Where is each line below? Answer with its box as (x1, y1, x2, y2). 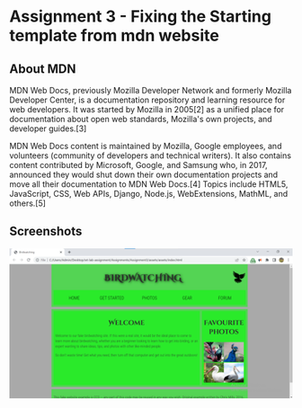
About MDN (9, 61, 76, 76)
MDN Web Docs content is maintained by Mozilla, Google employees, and (9, 141, 282, 151)
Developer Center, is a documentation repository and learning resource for (9, 94, 286, 105)
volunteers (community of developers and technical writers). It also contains (9, 150, 292, 161)
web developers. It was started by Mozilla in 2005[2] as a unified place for (9, 104, 285, 114)
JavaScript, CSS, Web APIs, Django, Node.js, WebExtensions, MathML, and (9, 189, 289, 199)
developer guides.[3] (9, 123, 87, 134)
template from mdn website (9, 25, 220, 46)
